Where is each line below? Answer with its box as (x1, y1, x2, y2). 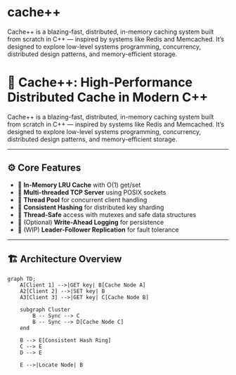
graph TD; (7, 275, 37, 282)
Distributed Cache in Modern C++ (7, 89, 209, 105)
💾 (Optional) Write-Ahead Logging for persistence (17, 218, 164, 226)
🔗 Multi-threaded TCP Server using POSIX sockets (17, 187, 166, 197)
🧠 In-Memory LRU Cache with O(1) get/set (17, 180, 141, 189)
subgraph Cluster (20, 306, 71, 313)
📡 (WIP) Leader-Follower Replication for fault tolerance (17, 225, 179, 234)
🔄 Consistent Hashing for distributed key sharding (17, 203, 164, 211)
